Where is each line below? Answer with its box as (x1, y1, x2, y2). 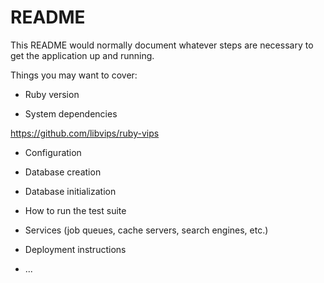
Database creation (24, 166, 102, 178)
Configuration (24, 146, 82, 158)
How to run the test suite (24, 204, 127, 216)
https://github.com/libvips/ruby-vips (10, 127, 160, 139)
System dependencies (24, 107, 118, 120)
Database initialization (24, 185, 117, 197)
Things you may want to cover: (10, 69, 138, 81)
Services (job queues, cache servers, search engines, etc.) (24, 224, 269, 236)
